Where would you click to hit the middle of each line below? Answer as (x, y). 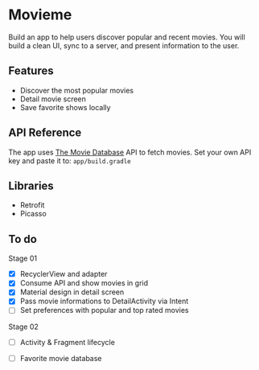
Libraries (31, 185)
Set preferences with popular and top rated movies (104, 310)
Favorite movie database (61, 358)
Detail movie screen (53, 99)
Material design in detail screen (72, 292)
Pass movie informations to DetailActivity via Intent (104, 301)
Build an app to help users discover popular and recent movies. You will (127, 37)
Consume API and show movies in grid (84, 283)
